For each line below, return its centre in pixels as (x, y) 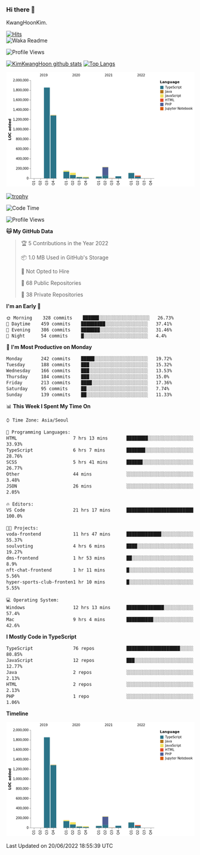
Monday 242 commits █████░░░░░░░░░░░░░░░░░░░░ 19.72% (89, 359)
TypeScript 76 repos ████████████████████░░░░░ (100, 648)
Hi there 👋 (21, 10)
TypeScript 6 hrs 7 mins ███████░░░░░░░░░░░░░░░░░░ (100, 450)
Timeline (17, 713)
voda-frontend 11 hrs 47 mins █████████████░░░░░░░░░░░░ (100, 534)
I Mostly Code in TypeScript (41, 636)
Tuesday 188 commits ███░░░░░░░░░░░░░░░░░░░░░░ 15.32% (89, 365)
